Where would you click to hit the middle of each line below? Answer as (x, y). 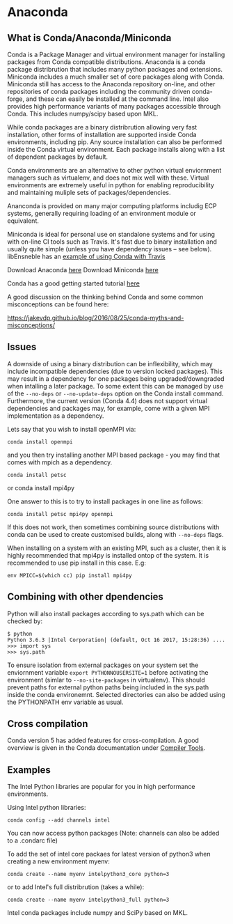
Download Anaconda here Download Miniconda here (83, 270)
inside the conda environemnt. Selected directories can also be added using (116, 694)
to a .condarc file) (32, 840)
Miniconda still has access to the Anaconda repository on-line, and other (111, 84)
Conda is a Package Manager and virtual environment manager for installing (116, 54)
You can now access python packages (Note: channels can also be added (113, 833)
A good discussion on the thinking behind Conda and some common (105, 297)
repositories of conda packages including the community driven (99, 92)
